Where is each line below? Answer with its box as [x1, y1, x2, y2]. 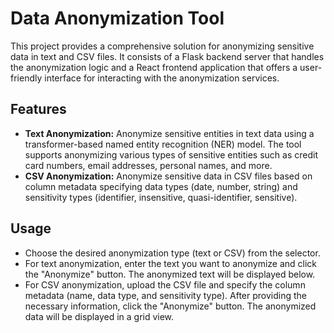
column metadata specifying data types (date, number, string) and [24, 180, 298, 192]
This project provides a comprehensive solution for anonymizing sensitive [10, 40, 315, 52]
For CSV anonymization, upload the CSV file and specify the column [24, 278, 306, 291]
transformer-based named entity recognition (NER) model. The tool [24, 138, 302, 150]
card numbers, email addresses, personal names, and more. [24, 159, 273, 171]
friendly [10, 72, 43, 84]
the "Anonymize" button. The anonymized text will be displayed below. [24, 268, 316, 280]
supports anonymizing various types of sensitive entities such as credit [24, 148, 318, 161]
